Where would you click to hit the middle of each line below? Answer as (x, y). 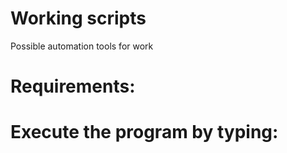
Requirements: (73, 86)
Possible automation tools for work (82, 46)
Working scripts (78, 18)
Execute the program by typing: (144, 132)
